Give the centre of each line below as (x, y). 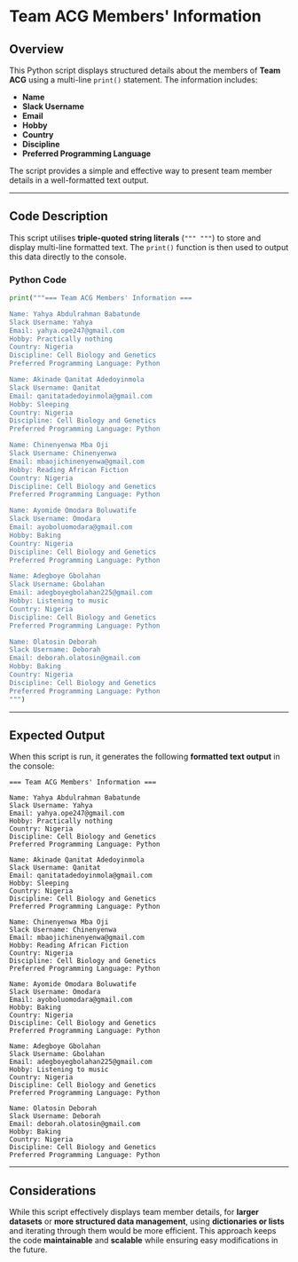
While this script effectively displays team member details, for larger (134, 1212)
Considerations (53, 1191)
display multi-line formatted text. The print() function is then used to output (149, 247)
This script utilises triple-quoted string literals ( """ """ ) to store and (135, 238)
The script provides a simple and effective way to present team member (141, 171)
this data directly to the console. (68, 256)
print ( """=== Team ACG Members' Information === (101, 298)
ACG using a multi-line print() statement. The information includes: (133, 80)
